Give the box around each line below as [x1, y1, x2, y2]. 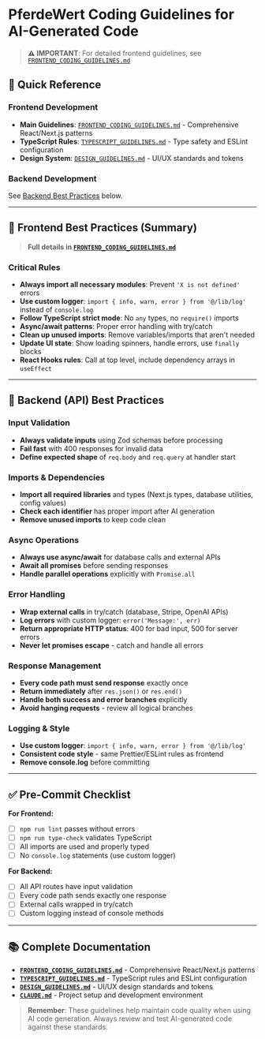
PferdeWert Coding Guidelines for [8, 6, 235, 24]
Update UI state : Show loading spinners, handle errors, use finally [19, 338, 240, 348]
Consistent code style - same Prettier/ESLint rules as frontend [19, 749, 224, 759]
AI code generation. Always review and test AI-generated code [27, 1014, 233, 1023]
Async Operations [8, 534, 80, 545]
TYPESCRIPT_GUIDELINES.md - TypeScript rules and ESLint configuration [19, 974, 247, 983]
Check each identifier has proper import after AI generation [19, 506, 215, 516]
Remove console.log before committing [19, 757, 150, 767]
